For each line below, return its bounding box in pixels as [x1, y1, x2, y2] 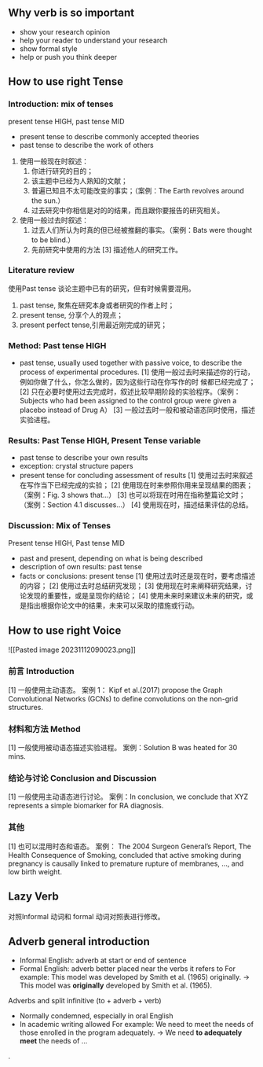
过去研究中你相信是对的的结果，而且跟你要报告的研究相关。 [31, 205, 225, 215]
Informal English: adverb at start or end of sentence [19, 955, 187, 966]
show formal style [19, 43, 78, 53]
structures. [8, 702, 43, 712]
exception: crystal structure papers [19, 462, 133, 471]
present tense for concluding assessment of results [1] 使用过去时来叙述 [19, 471, 254, 480]
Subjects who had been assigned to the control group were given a [19, 396, 237, 406]
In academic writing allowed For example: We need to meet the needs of [19, 1020, 254, 1029]
